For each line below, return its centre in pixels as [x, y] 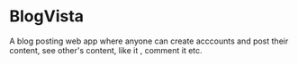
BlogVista [46, 16]
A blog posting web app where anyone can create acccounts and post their [149, 41]
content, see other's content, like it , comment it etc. [106, 50]
